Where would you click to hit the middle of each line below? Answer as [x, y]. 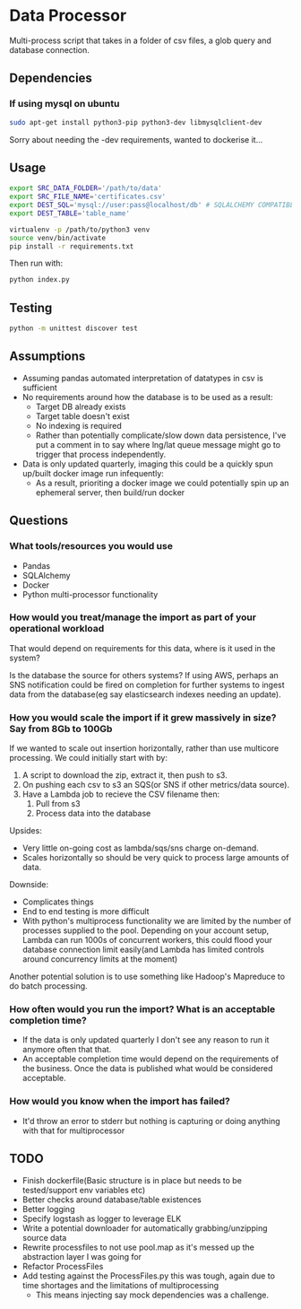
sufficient [40, 388]
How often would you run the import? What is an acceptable [142, 1009]
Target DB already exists [81, 406]
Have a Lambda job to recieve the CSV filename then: [121, 794]
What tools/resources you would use [91, 546]
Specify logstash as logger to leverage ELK [102, 1218]
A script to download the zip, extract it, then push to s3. [125, 775]
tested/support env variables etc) [84, 1190]
